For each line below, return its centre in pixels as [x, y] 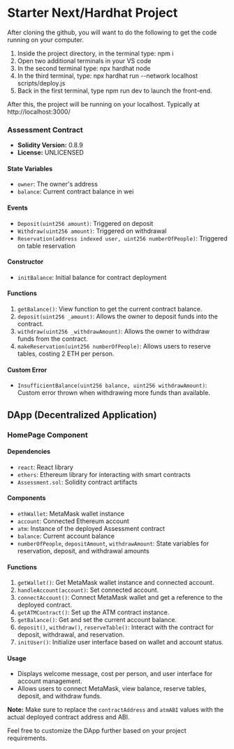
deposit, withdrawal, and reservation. [71, 635]
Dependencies [29, 452]
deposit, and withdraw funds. [60, 696]
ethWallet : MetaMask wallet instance [71, 513]
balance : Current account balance [66, 536]
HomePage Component [48, 435]
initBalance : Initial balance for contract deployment [92, 277]
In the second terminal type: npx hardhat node [84, 68]
